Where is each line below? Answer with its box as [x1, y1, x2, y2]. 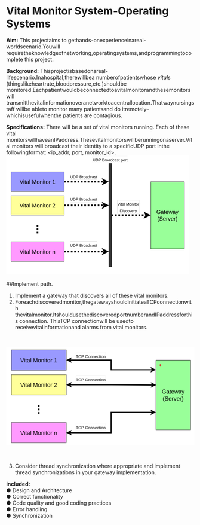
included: [6, 480, 30, 488]
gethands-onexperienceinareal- [67, 36, 146, 44]
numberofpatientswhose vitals [96, 74, 171, 81]
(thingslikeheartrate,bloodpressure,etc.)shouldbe [6, 80, 127, 87]
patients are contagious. [62, 112, 122, 119]
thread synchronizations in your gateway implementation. [14, 469, 156, 476]
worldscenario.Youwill [6, 43, 61, 50]
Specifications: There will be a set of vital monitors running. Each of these [6, 123, 190, 130]
